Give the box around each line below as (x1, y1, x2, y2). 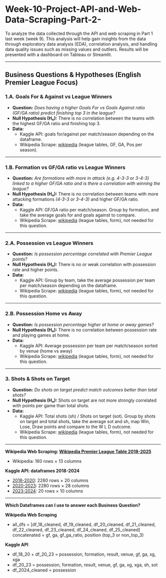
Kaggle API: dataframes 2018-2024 (5, 468, 80, 474)
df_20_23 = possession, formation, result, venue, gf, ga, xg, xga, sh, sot (12, 562, 158, 568)
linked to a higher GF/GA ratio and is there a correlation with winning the (12, 180, 161, 186)
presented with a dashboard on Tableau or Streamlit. (5, 51, 112, 58)
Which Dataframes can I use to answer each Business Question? (5, 502, 141, 508)
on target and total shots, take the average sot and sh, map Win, (19, 418, 151, 424)
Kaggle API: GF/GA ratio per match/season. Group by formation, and (19, 207, 159, 213)
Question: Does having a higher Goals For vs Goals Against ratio (12, 104, 145, 110)
